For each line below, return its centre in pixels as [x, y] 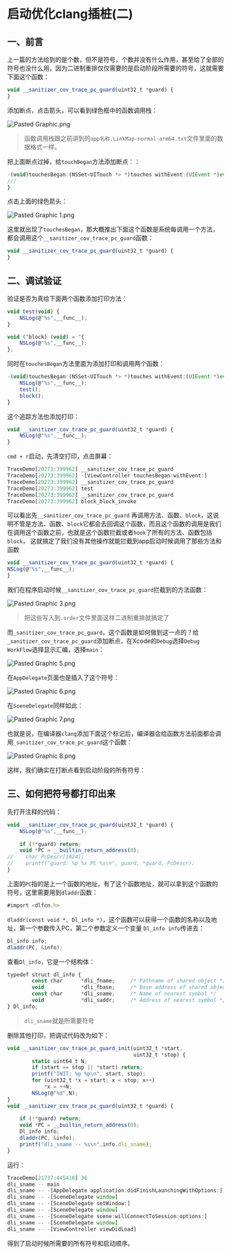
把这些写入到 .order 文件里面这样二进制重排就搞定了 [97, 618]
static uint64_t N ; [60, 1061]
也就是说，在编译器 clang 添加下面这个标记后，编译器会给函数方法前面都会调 [114, 734]
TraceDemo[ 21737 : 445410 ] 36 [47, 1178]
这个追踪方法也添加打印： [43, 416]
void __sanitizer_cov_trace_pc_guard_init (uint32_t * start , [95, 1048]
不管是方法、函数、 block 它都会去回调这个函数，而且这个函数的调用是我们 [117, 524]
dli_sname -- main [33, 1184]
